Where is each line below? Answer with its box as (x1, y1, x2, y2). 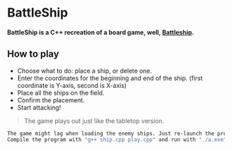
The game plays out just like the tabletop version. (23, 116, 164, 125)
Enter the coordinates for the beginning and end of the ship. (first (17, 74, 203, 82)
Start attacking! (17, 103, 61, 111)
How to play (7, 48, 59, 60)
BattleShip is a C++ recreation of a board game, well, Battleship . (7, 28, 195, 36)
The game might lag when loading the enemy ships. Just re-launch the (7, 130, 215, 137)
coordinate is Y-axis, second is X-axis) (17, 81, 127, 89)
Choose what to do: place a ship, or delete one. (17, 66, 153, 75)
